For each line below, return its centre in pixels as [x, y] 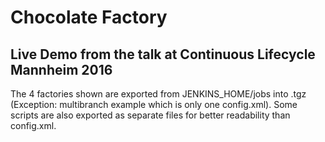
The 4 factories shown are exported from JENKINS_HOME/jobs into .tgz [158, 94]
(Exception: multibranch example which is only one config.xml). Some [154, 104]
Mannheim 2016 [61, 69]
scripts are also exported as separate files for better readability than [150, 115]
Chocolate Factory [89, 17]
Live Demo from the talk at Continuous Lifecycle [163, 54]
